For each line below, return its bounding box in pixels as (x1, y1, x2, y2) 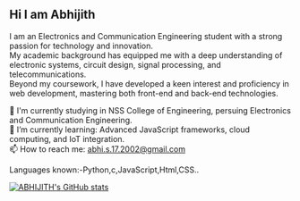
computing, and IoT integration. (9, 133, 125, 144)
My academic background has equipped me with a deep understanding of (9, 49, 283, 61)
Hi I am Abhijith (9, 7, 96, 22)
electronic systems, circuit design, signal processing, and (9, 59, 221, 70)
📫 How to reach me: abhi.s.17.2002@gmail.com (9, 143, 186, 155)
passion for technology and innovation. (9, 40, 154, 51)
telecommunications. (9, 69, 87, 80)
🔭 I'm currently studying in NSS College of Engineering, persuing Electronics (9, 105, 291, 115)
